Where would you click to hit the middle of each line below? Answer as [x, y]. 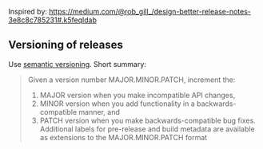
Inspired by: [28, 12]
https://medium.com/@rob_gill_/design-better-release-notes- [150, 12]
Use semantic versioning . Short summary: [77, 64]
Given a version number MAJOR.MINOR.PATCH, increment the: [131, 80]
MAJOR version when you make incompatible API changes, [137, 95]
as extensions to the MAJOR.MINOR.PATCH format [124, 137]
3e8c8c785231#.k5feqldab [53, 20]
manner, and [99, 112]
